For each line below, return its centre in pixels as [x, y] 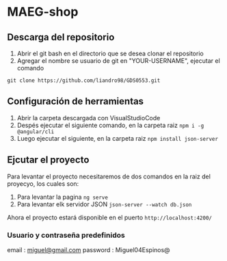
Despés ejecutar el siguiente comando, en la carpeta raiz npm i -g [110, 125]
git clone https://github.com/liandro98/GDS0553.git [84, 81]
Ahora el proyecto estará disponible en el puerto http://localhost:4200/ [109, 217]
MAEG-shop [43, 12]
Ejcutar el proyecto [48, 160]
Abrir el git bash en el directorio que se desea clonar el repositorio [110, 53]
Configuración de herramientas [76, 101]
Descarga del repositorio [61, 37]
